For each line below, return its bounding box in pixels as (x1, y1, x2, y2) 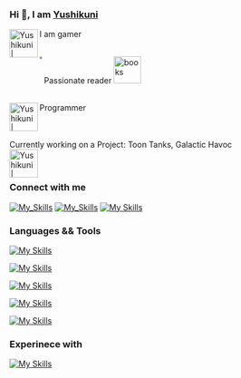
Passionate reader (43, 75, 112, 86)
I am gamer (39, 29, 82, 40)
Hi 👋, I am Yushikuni (9, 8, 99, 21)
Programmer (39, 102, 87, 113)
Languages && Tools (9, 224, 101, 237)
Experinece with (9, 337, 83, 350)
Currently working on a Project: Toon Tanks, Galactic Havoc (9, 140, 233, 150)
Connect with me (9, 181, 86, 194)
